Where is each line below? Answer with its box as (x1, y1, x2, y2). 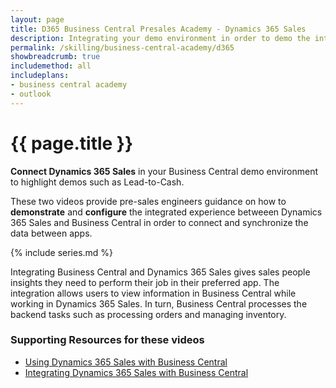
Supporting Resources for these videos (10, 333, 205, 347)
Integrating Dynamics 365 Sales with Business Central (24, 366, 249, 378)
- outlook (10, 89, 52, 99)
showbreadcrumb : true (10, 52, 101, 62)
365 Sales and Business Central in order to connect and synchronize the (10, 216, 309, 228)
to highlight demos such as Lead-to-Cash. (10, 176, 185, 188)
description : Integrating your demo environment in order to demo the (10, 33, 311, 43)
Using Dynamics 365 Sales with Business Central (24, 356, 228, 368)
